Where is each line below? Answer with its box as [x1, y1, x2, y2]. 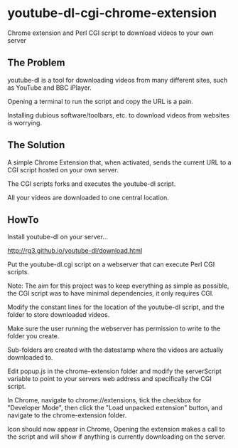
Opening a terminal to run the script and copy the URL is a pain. [7, 97, 193, 105]
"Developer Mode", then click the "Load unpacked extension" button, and [7, 404, 222, 412]
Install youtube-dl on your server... [7, 233, 109, 241]
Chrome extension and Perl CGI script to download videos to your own [7, 28, 214, 37]
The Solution [7, 139, 65, 151]
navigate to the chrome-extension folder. [7, 411, 127, 420]
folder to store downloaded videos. [7, 311, 110, 319]
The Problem [7, 57, 65, 69]
